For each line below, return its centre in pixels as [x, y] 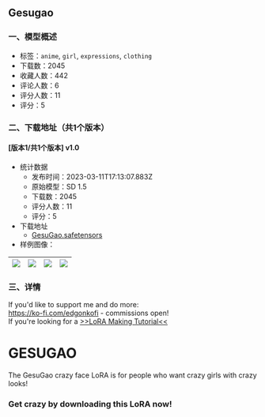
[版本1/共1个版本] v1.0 [44, 148]
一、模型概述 [33, 37]
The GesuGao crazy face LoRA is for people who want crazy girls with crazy [132, 375]
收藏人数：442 [44, 75]
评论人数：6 [39, 85]
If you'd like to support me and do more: [74, 305]
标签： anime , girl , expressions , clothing [86, 55]
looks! [18, 384]
